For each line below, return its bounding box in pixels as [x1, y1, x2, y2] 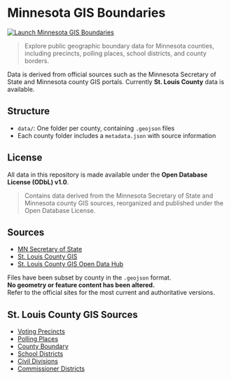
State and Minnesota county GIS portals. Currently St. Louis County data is [7, 77, 225, 85]
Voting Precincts [17, 327, 65, 336]
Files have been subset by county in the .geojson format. [7, 273, 171, 282]
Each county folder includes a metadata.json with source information [17, 131, 216, 139]
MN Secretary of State [17, 245, 83, 254]
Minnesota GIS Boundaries [7, 5, 166, 21]
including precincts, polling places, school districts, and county [24, 49, 207, 57]
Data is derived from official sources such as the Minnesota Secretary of [7, 70, 217, 78]
